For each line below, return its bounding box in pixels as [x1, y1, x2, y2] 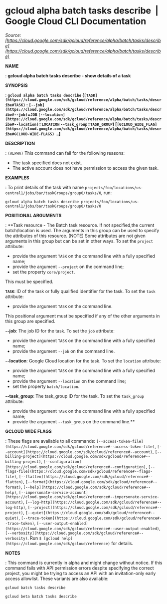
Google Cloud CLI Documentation [5, 15, 147, 27]
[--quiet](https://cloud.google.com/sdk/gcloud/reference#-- [25, 510, 156, 515]
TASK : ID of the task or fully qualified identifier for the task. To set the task [5, 288, 156, 294]
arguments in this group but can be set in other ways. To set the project [5, 238, 154, 244]
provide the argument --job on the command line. [12, 348, 115, 354]
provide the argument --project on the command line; [12, 264, 124, 270]
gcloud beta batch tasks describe [5, 594, 77, 599]
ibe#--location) [5, 122, 39, 127]
